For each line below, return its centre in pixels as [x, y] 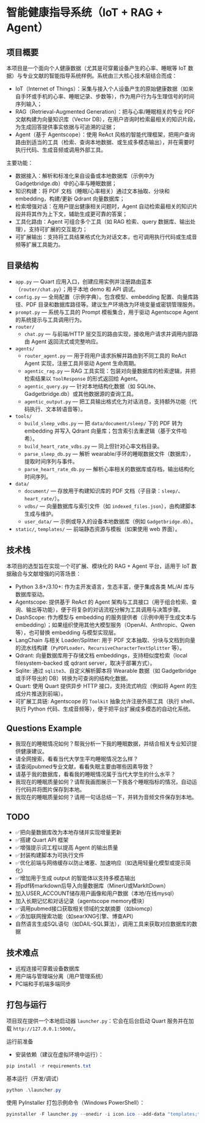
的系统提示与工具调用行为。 [50, 320]
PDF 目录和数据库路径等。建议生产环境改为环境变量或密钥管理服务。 [112, 304]
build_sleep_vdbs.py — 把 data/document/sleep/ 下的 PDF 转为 [103, 423]
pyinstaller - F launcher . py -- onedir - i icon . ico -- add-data [86, 1114]
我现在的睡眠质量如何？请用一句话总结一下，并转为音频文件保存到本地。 [106, 797]
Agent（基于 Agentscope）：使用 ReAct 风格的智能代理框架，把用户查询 [105, 134]
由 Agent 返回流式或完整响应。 [63, 341]
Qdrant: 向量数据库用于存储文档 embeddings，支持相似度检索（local [101, 655]
